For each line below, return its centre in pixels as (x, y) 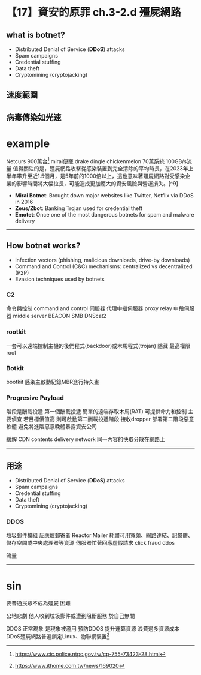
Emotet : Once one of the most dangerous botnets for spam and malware (104, 215)
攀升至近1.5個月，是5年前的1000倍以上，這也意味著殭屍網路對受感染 (101, 176)
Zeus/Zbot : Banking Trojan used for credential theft (78, 208)
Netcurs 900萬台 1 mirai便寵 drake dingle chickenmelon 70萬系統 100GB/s (97, 161)
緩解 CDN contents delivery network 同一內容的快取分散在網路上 (86, 439)
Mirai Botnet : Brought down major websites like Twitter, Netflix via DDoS (104, 196)
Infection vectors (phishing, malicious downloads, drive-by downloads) (102, 260)
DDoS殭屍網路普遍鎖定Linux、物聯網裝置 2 (58, 636)
